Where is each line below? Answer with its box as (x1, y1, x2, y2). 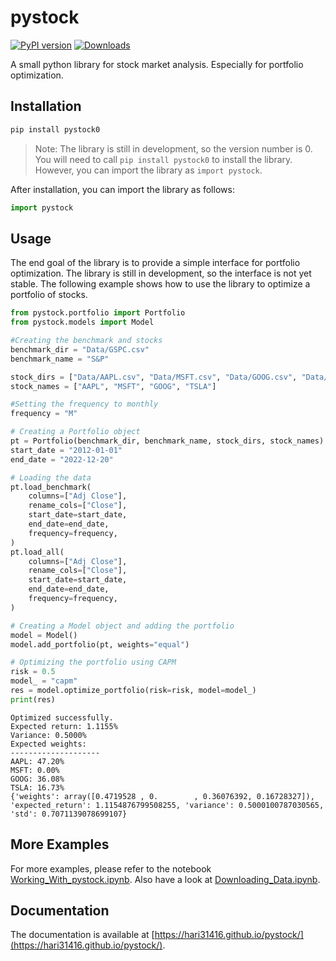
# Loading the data (10, 472, 92, 483)
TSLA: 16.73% (10, 782, 65, 793)
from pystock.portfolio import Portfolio (10, 308, 186, 318)
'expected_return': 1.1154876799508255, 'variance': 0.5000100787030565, (10, 800, 325, 810)
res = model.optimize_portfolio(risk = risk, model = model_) (10, 686, 257, 696)
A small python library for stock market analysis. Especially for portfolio (10, 58, 304, 70)
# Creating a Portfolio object (10, 427, 141, 437)
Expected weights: (10, 739, 87, 749)
